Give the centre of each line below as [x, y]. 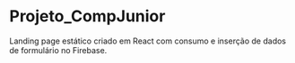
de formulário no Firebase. [58, 50]
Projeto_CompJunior [87, 16]
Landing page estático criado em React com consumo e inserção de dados [148, 41]
